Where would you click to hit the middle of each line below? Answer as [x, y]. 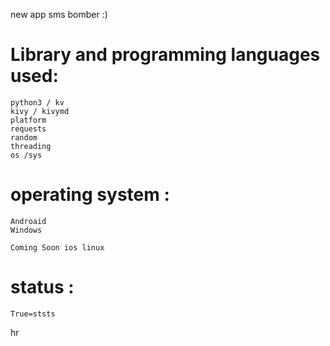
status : [42, 287]
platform [28, 120]
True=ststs [33, 314]
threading [31, 146]
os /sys [26, 155]
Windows [26, 230]
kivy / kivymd [40, 111]
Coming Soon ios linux [57, 247]
